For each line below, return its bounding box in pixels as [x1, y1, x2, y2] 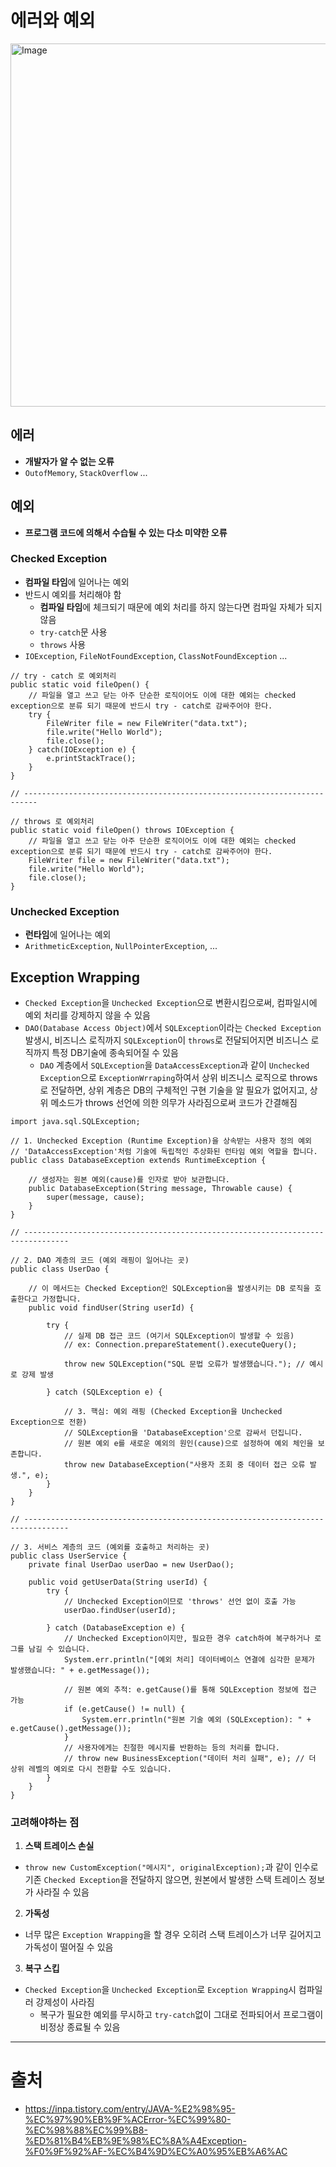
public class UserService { [10, 1551, 128, 1561]
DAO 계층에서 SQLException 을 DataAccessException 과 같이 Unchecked [39, 1059, 310, 1071]
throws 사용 [39, 638, 87, 650]
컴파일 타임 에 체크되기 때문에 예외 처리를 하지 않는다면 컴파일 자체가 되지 [39, 601, 323, 613]
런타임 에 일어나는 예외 [24, 929, 112, 941]
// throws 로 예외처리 [10, 816, 95, 826]
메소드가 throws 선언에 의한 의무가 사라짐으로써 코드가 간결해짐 [50, 1096, 298, 1108]
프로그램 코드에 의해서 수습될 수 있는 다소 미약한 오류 [24, 526, 228, 538]
